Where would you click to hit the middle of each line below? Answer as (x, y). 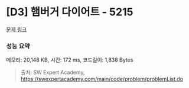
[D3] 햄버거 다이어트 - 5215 (70, 12)
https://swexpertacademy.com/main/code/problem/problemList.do (102, 79)
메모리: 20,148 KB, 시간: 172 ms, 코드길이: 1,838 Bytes (70, 60)
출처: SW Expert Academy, (53, 72)
